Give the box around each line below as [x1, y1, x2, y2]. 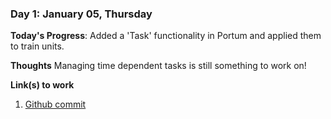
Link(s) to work [10, 79, 75, 91]
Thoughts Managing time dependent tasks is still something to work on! [10, 60, 307, 72]
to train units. [10, 40, 65, 52]
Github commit [24, 98, 87, 111]
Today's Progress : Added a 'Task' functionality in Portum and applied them [10, 30, 322, 42]
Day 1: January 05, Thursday [10, 7, 153, 21]
